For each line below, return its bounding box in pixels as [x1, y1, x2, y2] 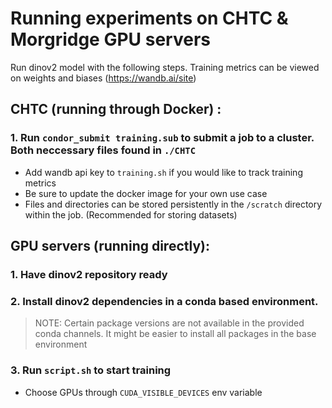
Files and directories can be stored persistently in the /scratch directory [24, 198, 323, 210]
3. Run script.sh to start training [10, 363, 172, 377]
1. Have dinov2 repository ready [10, 267, 168, 281]
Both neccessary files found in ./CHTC [10, 143, 197, 157]
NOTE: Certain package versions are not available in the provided [34, 317, 305, 329]
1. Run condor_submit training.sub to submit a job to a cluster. [10, 131, 315, 145]
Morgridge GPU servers [10, 28, 211, 51]
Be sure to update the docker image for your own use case [24, 187, 268, 199]
